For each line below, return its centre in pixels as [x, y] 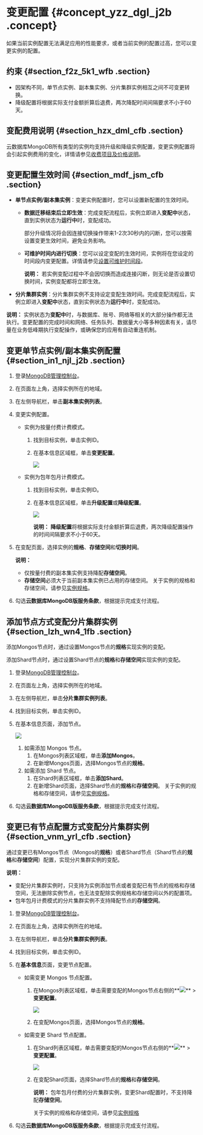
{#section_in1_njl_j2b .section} [66, 360]
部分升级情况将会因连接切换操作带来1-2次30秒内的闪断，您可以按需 [108, 233]
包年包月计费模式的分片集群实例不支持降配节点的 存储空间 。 [89, 900]
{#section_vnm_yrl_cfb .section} [69, 837]
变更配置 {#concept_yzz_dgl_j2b [89, 12]
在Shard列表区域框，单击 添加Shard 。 [80, 778]
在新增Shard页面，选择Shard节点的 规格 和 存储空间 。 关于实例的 [112, 786]
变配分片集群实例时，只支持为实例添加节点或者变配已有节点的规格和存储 [105, 885]
